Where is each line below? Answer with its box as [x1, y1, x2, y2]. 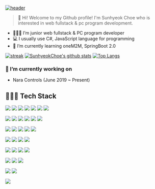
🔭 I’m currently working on [5, 65, 72, 72]
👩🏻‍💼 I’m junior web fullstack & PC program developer [12, 30, 125, 36]
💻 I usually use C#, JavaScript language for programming [12, 36, 135, 42]
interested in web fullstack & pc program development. [17, 20, 134, 26]
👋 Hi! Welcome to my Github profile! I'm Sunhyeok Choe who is [17, 15, 150, 20]
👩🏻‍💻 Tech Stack [5, 91, 57, 100]
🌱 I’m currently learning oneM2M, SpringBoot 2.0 [12, 43, 116, 49]
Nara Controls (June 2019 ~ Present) [12, 77, 90, 83]
